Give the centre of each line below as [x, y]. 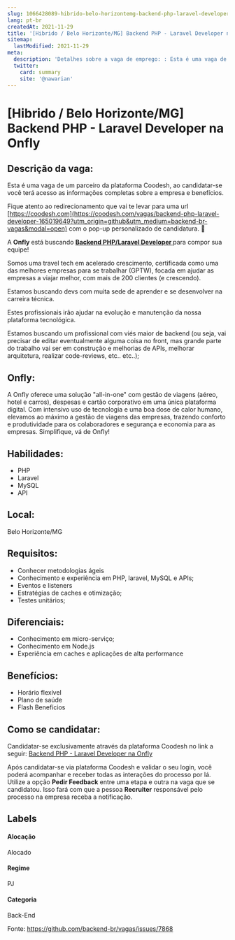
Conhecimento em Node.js [56, 646]
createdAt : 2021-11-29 [40, 27]
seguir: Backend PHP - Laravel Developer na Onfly [80, 754]
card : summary [40, 72]
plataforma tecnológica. [42, 320]
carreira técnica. [31, 299]
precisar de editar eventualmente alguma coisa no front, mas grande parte [114, 341]
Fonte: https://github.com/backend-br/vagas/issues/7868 [90, 929]
